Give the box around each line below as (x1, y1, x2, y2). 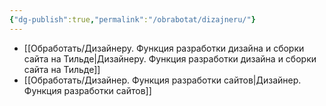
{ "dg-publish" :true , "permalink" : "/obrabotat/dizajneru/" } (9, 14, 256, 25)
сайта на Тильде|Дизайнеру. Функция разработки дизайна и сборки (23, 52, 317, 65)
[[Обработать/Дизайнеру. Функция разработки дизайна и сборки (23, 42, 305, 54)
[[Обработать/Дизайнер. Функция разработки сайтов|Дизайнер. (23, 74, 302, 86)
